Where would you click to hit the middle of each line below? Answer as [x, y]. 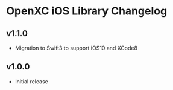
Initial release [31, 81]
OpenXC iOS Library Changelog [87, 11]
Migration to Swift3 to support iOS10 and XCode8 [76, 48]
